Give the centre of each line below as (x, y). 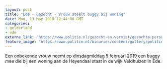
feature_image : (21, 42)
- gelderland (19, 28)
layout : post (19, 10)
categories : (17, 23)
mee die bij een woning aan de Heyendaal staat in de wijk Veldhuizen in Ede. (83, 61)
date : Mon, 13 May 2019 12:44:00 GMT (44, 19)
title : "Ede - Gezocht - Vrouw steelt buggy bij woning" (65, 14)
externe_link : (20, 37)
